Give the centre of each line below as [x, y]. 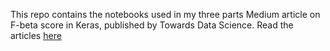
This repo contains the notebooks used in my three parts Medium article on [165, 14]
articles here [36, 35]
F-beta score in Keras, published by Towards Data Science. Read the [152, 25]
